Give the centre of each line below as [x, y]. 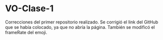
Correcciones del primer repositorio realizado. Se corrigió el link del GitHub [82, 22]
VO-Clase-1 [29, 9]
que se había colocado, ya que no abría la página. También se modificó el [80, 27]
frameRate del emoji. [26, 32]
